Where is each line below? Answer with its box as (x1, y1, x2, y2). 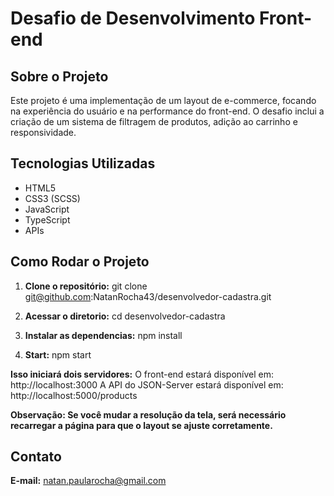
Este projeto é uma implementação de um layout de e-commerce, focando (10, 95, 317, 106)
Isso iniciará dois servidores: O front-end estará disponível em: (10, 368, 275, 380)
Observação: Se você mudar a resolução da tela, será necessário (10, 408, 287, 421)
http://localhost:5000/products (10, 389, 138, 401)
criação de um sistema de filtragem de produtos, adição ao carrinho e (10, 116, 298, 127)
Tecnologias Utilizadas (10, 155, 156, 172)
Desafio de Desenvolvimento (10, 7, 256, 30)
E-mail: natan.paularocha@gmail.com (10, 475, 167, 487)
